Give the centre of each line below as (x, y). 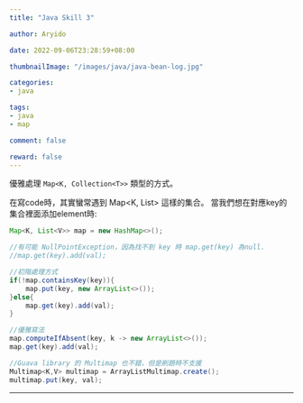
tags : (19, 108)
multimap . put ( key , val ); (56, 380)
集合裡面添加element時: (53, 214)
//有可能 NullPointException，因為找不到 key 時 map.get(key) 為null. (137, 247)
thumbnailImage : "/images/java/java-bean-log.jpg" (106, 67)
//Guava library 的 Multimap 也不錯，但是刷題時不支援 (106, 363)
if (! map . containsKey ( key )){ (62, 280)
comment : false (38, 141)
